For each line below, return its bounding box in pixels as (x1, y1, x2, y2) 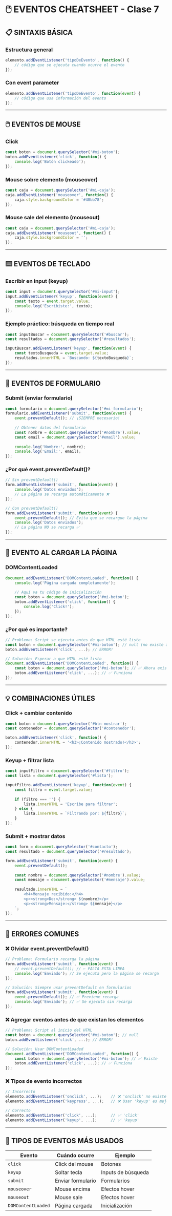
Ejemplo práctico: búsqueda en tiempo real (5, 320, 114, 327)
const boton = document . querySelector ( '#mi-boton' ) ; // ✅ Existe (14, 1056, 158, 1061)
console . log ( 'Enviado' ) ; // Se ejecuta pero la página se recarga (14, 971, 159, 976)
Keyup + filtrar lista (5, 757, 54, 764)
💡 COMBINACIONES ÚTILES (5, 694, 96, 703)
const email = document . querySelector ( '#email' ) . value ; (14, 434, 137, 440)
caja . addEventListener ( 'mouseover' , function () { (5, 192, 114, 197)
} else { (14, 806, 33, 811)
